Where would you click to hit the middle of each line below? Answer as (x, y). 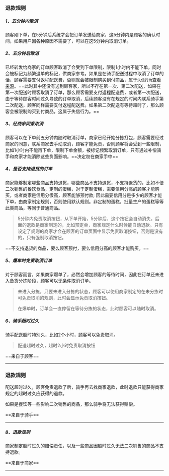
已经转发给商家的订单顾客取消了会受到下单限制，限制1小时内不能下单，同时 (83, 67)
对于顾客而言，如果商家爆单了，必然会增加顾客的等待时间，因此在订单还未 (82, 274)
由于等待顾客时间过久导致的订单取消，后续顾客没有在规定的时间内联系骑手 (82, 98)
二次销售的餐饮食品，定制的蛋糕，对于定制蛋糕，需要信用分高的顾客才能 (80, 189)
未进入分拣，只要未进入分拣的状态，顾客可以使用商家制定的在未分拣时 (90, 291)
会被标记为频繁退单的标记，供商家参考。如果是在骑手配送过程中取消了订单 (82, 73)
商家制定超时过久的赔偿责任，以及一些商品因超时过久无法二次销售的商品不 (82, 446)
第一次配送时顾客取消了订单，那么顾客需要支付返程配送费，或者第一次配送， (84, 92)
